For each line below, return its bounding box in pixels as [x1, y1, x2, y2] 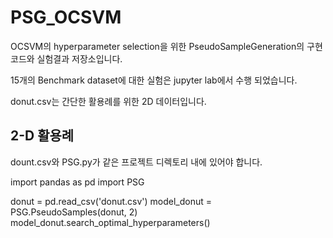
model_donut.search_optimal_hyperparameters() [10, 216, 211, 228]
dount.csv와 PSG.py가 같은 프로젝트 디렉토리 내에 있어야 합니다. [10, 156, 263, 168]
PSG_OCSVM [10, 6, 122, 29]
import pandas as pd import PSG [10, 176, 145, 188]
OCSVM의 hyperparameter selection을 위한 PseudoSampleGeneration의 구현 [10, 40, 323, 52]
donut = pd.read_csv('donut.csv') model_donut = [10, 195, 213, 207]
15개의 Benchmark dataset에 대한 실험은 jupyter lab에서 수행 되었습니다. [10, 74, 298, 86]
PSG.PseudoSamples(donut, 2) [10, 206, 138, 218]
